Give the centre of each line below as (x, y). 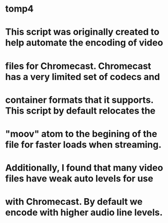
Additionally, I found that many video (84, 168)
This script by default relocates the (80, 111)
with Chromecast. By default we (74, 202)
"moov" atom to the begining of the (81, 134)
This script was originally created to (82, 32)
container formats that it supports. (79, 100)
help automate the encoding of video (84, 43)
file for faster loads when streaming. (83, 144)
